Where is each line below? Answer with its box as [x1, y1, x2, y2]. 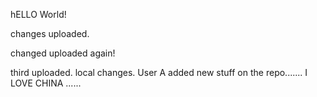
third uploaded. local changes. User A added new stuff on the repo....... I [10, 67, 308, 78]
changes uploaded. [10, 28, 90, 39]
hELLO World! [10, 9, 67, 20]
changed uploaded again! [10, 47, 116, 59]
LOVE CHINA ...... [10, 77, 82, 89]
